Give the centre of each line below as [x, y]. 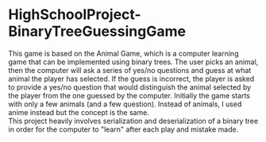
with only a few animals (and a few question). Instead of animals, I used [125, 104]
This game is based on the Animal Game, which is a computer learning [123, 53]
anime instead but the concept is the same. [79, 112]
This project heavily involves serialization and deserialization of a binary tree [133, 121]
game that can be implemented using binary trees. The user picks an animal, [133, 62]
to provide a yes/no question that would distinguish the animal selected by [130, 87]
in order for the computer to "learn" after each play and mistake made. [123, 129]
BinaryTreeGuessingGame [97, 31]
